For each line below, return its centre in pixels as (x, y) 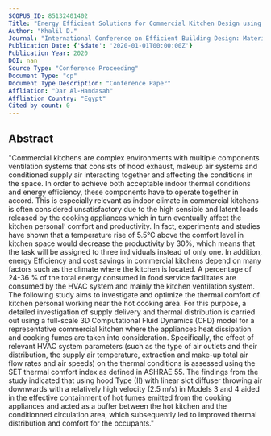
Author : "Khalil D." (43, 31)
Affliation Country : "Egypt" (57, 98)
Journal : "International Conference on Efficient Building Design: (124, 38)
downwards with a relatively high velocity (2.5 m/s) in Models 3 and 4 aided (134, 388)
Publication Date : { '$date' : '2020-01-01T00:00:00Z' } (101, 46)
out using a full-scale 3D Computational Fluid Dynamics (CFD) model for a (131, 320)
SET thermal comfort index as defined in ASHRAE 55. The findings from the (133, 372)
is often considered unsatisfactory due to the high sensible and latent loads (133, 209)
